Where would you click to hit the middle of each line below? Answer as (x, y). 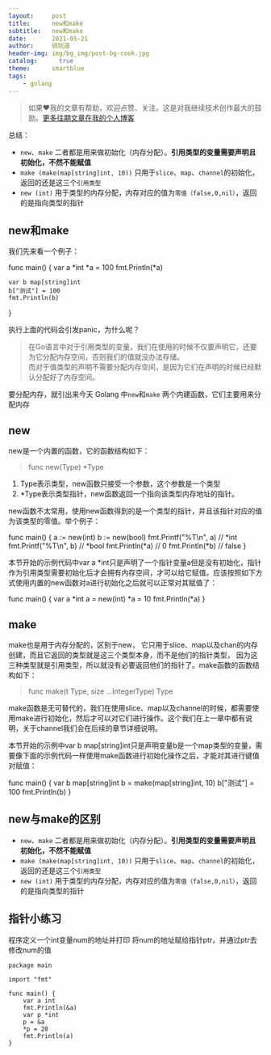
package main (30, 965)
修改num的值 (30, 950)
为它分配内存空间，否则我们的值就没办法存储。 (106, 357)
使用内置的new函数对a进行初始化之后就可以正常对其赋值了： (116, 583)
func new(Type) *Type (66, 467)
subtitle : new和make (46, 31)
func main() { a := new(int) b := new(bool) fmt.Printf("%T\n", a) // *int (123, 538)
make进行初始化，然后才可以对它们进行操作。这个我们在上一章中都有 (130, 718)
